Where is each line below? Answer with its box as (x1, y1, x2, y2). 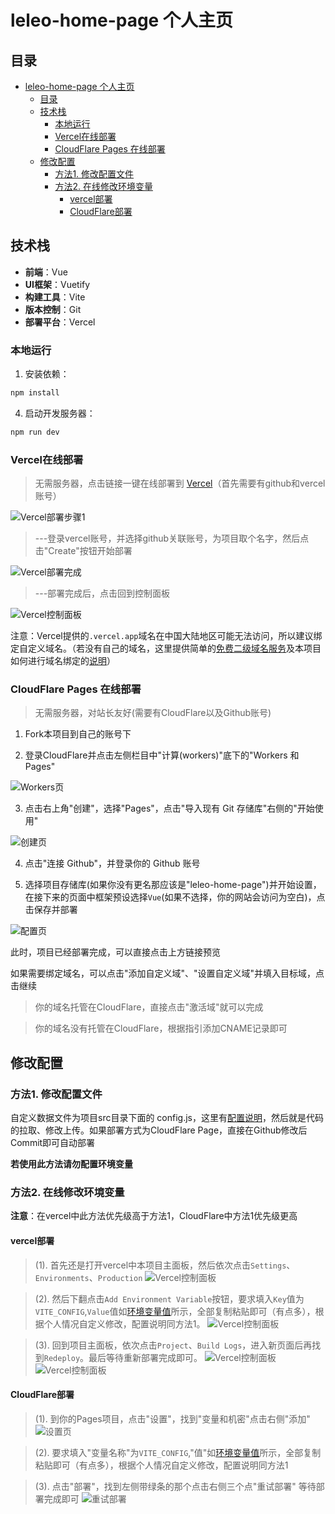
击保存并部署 (24, 904, 78, 916)
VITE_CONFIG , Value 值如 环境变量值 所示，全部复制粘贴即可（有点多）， (34, 1305, 316, 1317)
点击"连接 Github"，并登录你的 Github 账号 (24, 857, 201, 870)
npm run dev (10, 427, 60, 437)
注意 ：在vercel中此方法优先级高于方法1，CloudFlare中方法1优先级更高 (10, 1210, 298, 1222)
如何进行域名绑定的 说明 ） (10, 655, 116, 667)
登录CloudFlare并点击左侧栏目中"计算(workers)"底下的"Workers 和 (24, 749, 300, 761)
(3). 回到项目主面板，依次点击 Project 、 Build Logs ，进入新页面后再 (34, 1339, 313, 1351)
